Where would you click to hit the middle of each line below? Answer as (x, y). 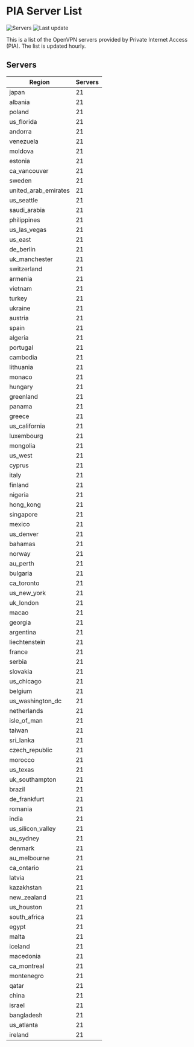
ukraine (20, 308)
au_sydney (24, 838)
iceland (20, 946)
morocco (22, 759)
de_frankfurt (27, 799)
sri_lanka (22, 740)
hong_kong (25, 504)
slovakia (21, 671)
